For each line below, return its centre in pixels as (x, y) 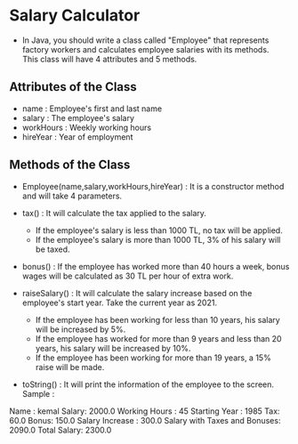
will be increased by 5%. (81, 329)
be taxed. (52, 249)
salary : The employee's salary (78, 117)
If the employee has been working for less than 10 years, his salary (157, 319)
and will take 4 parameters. (72, 196)
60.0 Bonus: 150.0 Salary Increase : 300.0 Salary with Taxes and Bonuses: (145, 420)
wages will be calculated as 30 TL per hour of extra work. (128, 276)
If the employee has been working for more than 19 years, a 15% (153, 358)
